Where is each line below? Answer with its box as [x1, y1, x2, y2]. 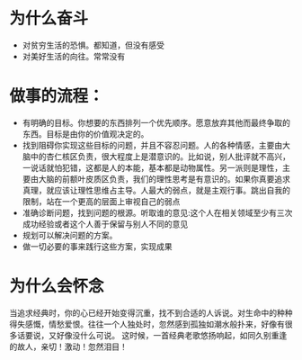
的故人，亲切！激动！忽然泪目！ [9, 341, 128, 352]
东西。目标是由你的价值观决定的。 [22, 128, 149, 139]
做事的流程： [9, 86, 105, 106]
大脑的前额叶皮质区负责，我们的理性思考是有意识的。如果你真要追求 [38, 173, 290, 184]
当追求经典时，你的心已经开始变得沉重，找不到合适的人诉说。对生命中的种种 [9, 307, 293, 318]
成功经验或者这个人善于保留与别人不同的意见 [22, 218, 189, 229]
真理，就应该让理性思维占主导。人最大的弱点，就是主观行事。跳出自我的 [22, 184, 290, 195]
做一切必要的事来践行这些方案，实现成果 [22, 240, 173, 252]
